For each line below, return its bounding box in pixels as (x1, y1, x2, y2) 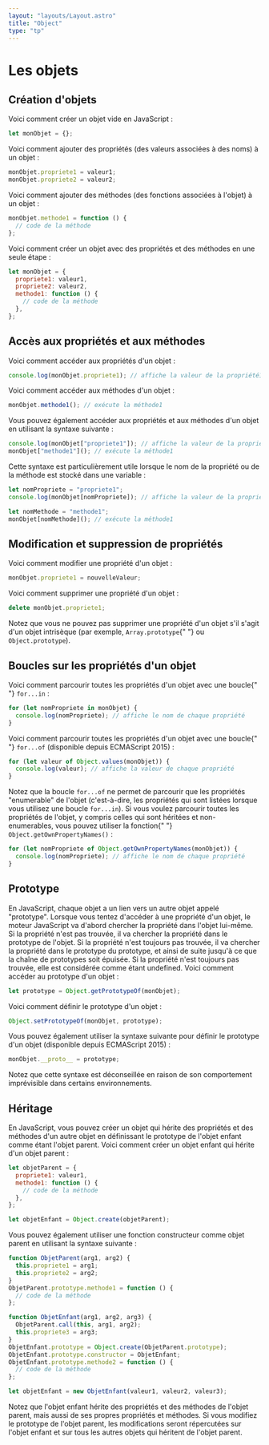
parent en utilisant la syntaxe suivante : (8, 1239, 138, 1249)
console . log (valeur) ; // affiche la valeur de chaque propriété (15, 765, 235, 773)
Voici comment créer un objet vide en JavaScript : (8, 114, 174, 124)
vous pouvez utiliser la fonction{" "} (54, 821, 173, 830)
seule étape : (8, 252, 51, 261)
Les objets (8, 61, 78, 79)
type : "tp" (8, 26, 45, 34)
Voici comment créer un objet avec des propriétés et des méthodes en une (8, 244, 255, 253)
